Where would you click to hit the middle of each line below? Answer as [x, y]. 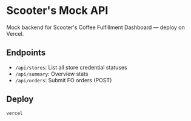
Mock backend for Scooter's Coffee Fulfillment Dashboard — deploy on [95, 27]
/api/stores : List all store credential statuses [71, 67]
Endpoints [26, 53]
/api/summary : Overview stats [52, 74]
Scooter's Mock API [57, 11]
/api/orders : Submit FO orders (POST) [63, 80]
